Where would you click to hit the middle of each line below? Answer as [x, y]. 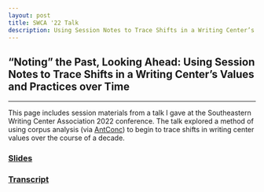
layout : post [29, 15]
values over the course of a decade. [67, 138]
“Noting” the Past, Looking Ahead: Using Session [132, 62]
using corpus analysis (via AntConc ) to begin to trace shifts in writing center [131, 130]
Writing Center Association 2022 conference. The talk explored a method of [131, 121]
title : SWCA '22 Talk [44, 23]
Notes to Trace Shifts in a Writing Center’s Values [131, 74]
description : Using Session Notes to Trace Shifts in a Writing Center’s [132, 30]
